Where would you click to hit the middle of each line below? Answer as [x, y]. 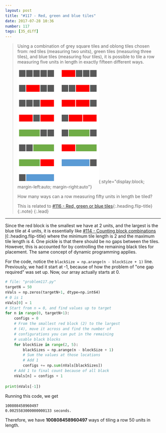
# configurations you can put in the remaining [64, 334]
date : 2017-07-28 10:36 [30, 21]
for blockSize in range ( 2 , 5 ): [46, 345]
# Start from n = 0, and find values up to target [58, 308]
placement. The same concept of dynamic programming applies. [71, 252]
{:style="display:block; [122, 182]
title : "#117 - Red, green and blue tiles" [51, 16]
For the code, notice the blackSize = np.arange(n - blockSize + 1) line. [79, 262]
